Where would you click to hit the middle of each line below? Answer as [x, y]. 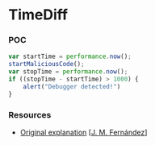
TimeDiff [38, 15]
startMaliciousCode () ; [46, 64]
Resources [30, 114]
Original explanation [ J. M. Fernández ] [84, 133]
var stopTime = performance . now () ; [68, 72]
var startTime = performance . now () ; [70, 57]
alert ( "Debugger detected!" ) [72, 86]
